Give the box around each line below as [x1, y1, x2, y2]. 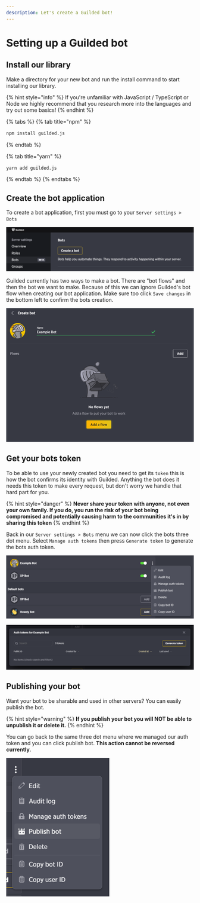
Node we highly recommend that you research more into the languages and [6, 100, 192, 107]
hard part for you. [6, 488, 49, 495]
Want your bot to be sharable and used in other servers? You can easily [6, 697, 182, 705]
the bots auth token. [6, 543, 55, 550]
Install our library [6, 60, 71, 70]
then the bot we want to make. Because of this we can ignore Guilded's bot [6, 284, 190, 291]
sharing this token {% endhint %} [6, 519, 90, 526]
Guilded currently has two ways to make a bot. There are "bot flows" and [6, 277, 185, 284]
